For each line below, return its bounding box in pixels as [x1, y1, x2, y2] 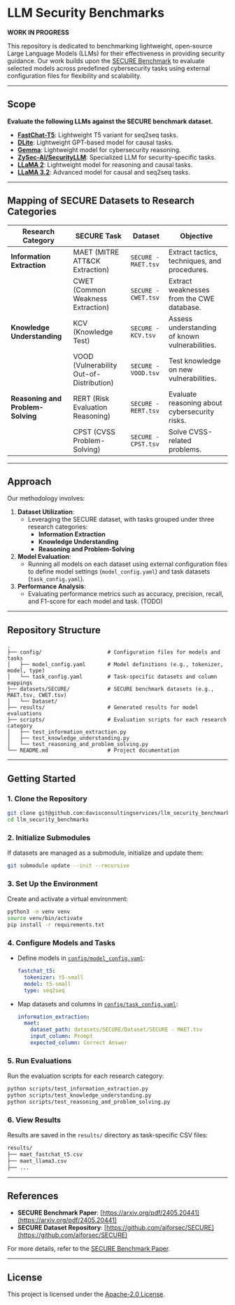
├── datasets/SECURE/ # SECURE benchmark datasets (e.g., [7, 686, 215, 693]
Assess [168, 313, 193, 323]
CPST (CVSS [73, 426, 115, 436]
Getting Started [7, 773, 76, 785]
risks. [168, 415, 187, 425]
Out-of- [73, 369, 101, 379]
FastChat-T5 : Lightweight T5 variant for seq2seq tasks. [17, 130, 178, 139]
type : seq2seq [24, 987, 65, 994]
